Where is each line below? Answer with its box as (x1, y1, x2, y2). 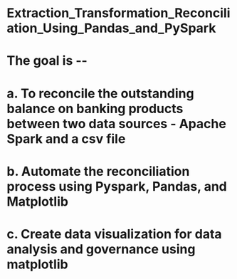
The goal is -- (6, 53, 88, 69)
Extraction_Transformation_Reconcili (6, 5, 231, 21)
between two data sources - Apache (6, 115, 227, 132)
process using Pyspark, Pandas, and (6, 178, 227, 194)
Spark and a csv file (6, 130, 126, 147)
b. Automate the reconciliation (6, 163, 190, 179)
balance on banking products (6, 100, 184, 117)
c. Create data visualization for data (6, 226, 222, 242)
